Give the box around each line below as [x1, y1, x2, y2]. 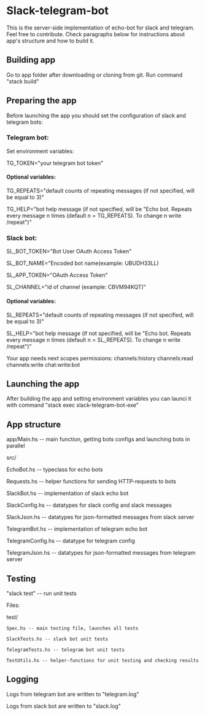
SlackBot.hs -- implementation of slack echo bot [6, 490, 129, 497]
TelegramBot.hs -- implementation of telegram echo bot [6, 525, 148, 533]
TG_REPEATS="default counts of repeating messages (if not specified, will [6, 187, 195, 194]
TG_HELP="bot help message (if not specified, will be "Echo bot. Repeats [6, 206, 192, 213]
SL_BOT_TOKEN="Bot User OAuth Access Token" [6, 248, 132, 255]
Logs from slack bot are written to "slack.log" [6, 702, 121, 709]
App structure [6, 419, 61, 429]
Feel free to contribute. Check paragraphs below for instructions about [6, 30, 185, 37]
